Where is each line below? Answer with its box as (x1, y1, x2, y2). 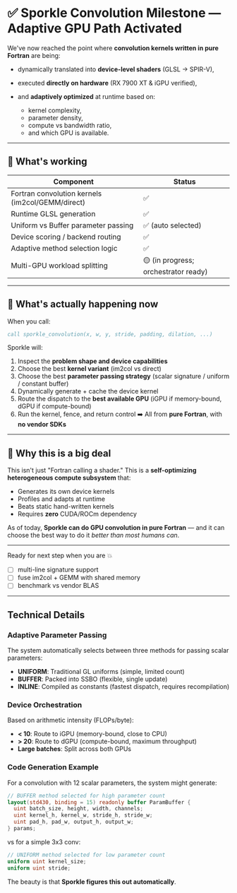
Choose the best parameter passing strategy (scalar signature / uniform (17, 372, 230, 381)
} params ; (7, 825, 37, 832)
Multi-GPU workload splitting (11, 261, 108, 271)
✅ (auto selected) (143, 220, 202, 230)
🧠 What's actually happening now (7, 298, 159, 310)
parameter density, (28, 113, 83, 122)
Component (53, 177, 94, 187)
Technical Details (7, 609, 85, 621)
